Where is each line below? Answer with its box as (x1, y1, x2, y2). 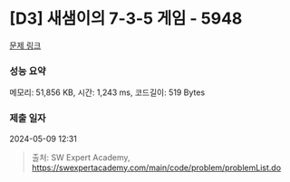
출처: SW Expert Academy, (31, 151, 130, 163)
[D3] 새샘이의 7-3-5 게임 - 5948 (9, 8, 243, 29)
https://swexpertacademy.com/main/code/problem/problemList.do (31, 162, 282, 173)
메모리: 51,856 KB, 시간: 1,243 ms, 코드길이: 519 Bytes (9, 87, 206, 98)
